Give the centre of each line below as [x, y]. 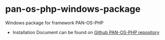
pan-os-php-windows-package [73, 9]
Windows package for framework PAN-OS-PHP [55, 23]
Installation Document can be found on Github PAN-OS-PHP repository [86, 32]
